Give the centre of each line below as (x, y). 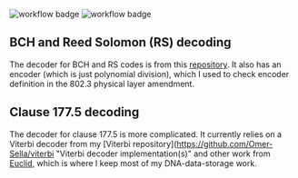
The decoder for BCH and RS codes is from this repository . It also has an (145, 64)
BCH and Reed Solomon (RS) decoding (120, 42)
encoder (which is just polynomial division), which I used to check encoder (149, 74)
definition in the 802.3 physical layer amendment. (102, 84)
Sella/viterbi (32, 153)
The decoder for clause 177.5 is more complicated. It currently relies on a (146, 134)
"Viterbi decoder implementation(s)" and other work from (163, 153)
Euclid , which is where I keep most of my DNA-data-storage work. (133, 163)
